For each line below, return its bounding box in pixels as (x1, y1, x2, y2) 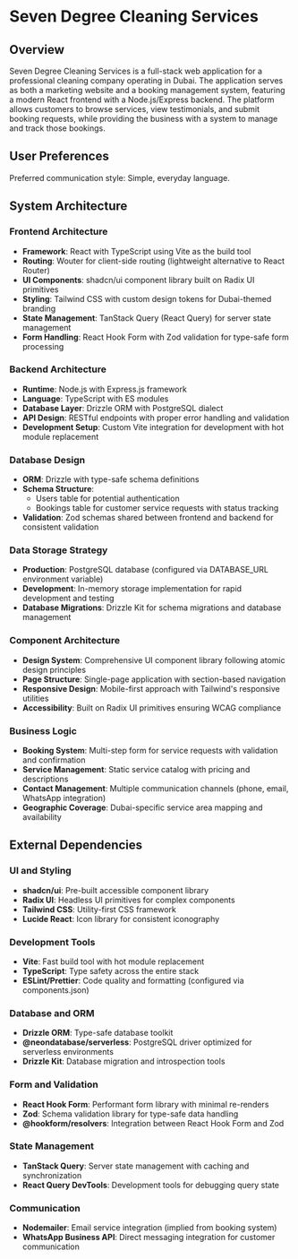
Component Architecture (9, 634, 121, 647)
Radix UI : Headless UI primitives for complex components (21, 894, 235, 905)
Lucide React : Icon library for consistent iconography (21, 913, 220, 924)
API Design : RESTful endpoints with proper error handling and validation (21, 412, 290, 423)
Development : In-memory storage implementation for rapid (21, 583, 243, 594)
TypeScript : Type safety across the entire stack (21, 965, 200, 976)
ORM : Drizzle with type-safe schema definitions (21, 474, 200, 485)
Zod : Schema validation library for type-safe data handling (21, 1108, 239, 1119)
